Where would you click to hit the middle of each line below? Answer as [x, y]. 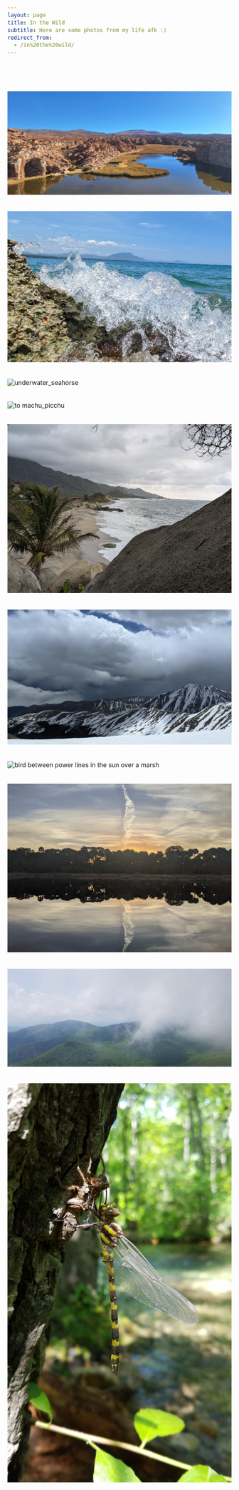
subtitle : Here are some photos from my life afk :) [87, 30]
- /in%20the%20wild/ [44, 45]
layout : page [27, 15]
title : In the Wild [36, 22]
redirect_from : [30, 38]
